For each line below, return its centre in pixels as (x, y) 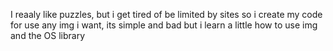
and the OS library (48, 35)
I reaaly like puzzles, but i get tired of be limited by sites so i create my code (166, 14)
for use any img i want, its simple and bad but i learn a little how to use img (164, 25)
